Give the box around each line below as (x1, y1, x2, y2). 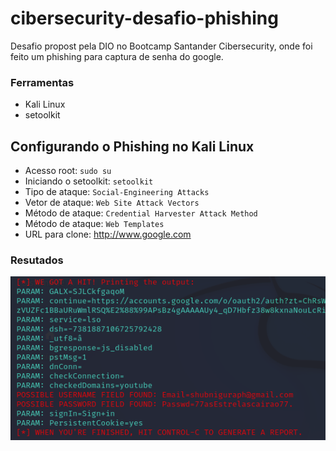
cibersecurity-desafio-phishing (10, 7, 279, 30)
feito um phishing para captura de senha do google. (10, 50, 224, 62)
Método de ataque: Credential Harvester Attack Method (24, 207, 258, 219)
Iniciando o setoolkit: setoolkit (24, 175, 154, 187)
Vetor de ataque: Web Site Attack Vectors (24, 197, 200, 209)
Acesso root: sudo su (24, 165, 112, 177)
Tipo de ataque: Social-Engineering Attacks (24, 186, 210, 198)
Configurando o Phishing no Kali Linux (10, 138, 255, 155)
